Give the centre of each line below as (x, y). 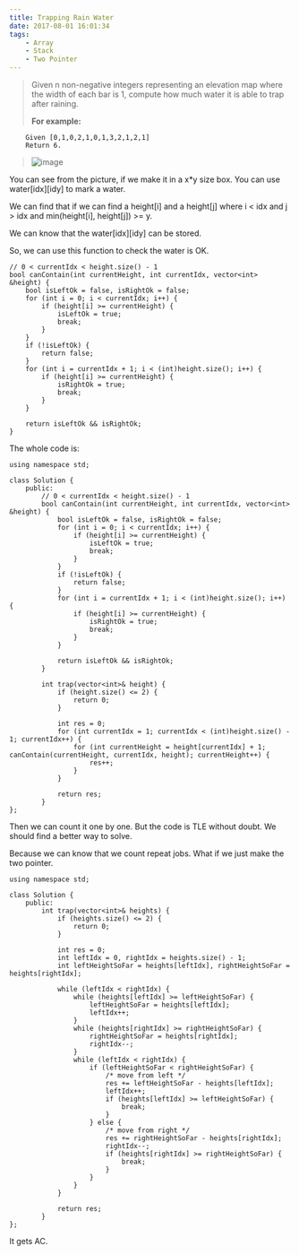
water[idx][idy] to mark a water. (68, 189)
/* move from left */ (145, 1076)
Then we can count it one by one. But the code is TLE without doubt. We (143, 827)
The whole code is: (44, 448)
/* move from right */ (148, 1130)
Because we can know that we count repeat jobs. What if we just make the (147, 853)
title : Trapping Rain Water (62, 17)
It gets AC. (29, 1241)
